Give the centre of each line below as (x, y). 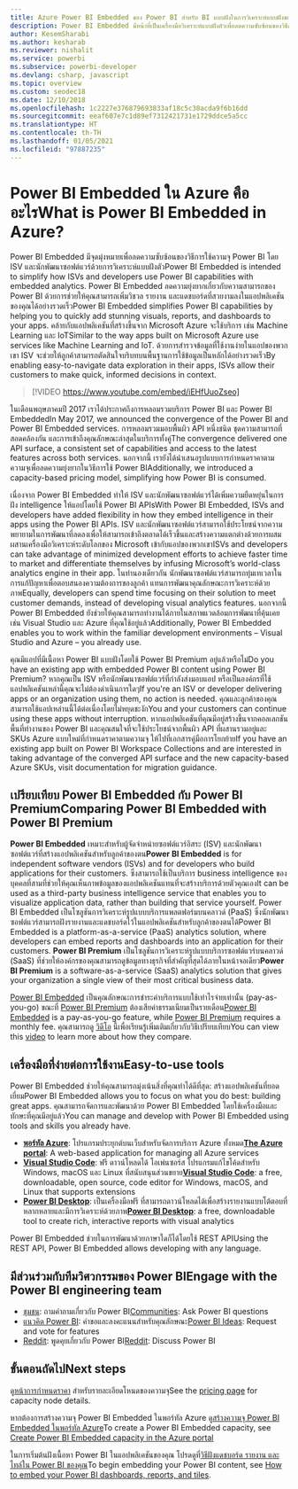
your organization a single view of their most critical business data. (132, 980)
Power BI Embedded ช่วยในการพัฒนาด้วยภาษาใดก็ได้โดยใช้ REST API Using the (139, 1238)
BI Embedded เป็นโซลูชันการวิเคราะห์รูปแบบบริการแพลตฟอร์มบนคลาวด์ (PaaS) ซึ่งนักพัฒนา (149, 912)
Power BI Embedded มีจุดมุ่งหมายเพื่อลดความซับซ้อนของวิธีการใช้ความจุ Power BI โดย (145, 256)
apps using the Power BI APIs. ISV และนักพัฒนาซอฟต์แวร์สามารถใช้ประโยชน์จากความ (146, 524)
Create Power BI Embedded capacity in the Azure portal (112, 1438)
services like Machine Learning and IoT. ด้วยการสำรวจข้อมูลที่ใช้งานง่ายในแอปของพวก (149, 345)
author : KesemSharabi (50, 34)
